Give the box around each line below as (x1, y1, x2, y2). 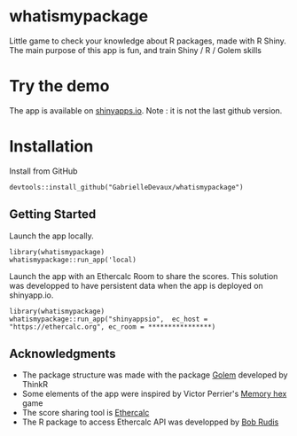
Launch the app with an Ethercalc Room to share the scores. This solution (9, 270, 278, 281)
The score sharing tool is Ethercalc (21, 408, 150, 418)
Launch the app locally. (9, 230, 95, 241)
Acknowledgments (9, 346, 117, 362)
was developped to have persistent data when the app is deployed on (9, 280, 263, 291)
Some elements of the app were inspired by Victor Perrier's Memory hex (21, 388, 287, 400)
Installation (9, 136, 94, 157)
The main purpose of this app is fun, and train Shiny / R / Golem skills (9, 44, 262, 55)
